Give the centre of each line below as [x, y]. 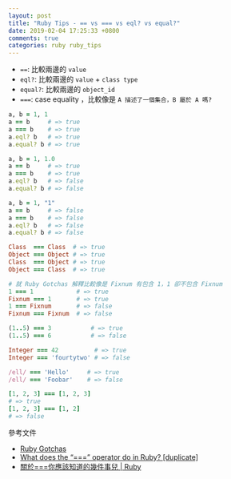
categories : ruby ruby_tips [55, 46]
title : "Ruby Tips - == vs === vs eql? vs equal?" [94, 23]
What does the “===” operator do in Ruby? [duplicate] [109, 457]
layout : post [30, 16]
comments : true [34, 38]
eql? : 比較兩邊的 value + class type [79, 79]
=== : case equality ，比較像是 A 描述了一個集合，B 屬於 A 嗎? [116, 99]
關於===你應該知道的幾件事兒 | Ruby [80, 466]
